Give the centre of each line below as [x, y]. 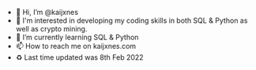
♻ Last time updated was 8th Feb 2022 [79, 57]
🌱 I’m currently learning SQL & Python [77, 37]
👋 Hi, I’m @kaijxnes [47, 12]
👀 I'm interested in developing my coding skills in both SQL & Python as [132, 20]
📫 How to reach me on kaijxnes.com [76, 46]
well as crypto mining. [51, 29]
